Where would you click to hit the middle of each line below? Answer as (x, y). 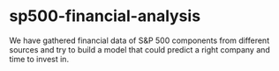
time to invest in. (39, 59)
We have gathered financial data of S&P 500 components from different (139, 40)
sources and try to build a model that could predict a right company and (140, 49)
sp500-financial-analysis (105, 16)
